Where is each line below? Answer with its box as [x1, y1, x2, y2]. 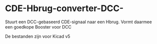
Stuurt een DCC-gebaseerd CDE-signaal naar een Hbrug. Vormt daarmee [5, 19, 152, 25]
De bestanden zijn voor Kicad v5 [5, 33, 70, 39]
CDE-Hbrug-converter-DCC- [5, 3, 124, 14]
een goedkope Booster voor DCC [5, 24, 71, 29]
